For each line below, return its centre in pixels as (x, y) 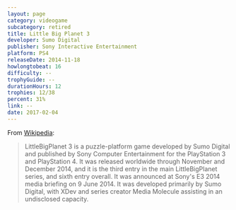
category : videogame (38, 21)
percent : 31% (26, 100)
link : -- (20, 106)
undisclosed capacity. (57, 199)
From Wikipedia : (31, 132)
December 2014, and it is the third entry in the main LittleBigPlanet (121, 169)
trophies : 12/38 (31, 93)
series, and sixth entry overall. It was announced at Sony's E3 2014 (122, 176)
